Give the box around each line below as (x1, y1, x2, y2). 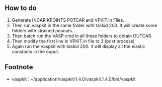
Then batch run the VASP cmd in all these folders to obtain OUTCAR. (11, 33, 153, 39)
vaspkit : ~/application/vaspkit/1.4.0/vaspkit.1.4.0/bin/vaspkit (11, 76, 136, 82)
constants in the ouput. (11, 48, 60, 54)
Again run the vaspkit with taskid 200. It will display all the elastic (11, 43, 145, 49)
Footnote (4, 63, 33, 71)
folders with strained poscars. (11, 27, 73, 34)
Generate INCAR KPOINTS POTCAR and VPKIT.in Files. (11, 17, 125, 23)
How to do (4, 4, 37, 12)
